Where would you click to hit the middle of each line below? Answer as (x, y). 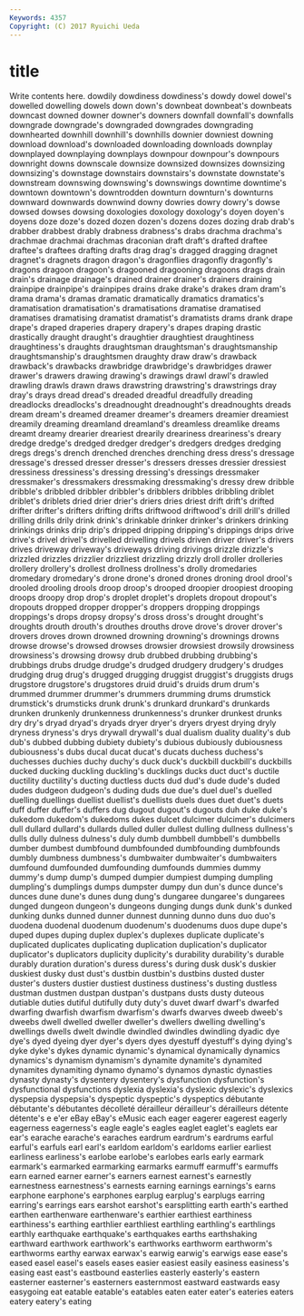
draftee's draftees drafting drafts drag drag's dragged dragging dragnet (144, 250)
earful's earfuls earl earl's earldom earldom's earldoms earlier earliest (141, 1147)
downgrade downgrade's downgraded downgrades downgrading (132, 125)
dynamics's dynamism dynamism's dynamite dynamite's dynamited (136, 1061)
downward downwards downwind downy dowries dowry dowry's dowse (145, 202)
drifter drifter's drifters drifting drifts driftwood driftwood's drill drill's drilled (150, 511)
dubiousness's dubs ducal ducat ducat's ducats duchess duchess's (137, 752)
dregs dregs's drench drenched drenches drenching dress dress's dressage (152, 453)
